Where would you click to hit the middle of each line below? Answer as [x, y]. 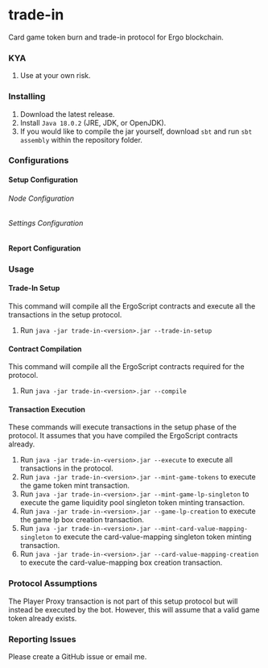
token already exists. [43, 618]
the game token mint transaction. [75, 486]
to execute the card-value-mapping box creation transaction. [121, 562]
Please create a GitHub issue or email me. [78, 656]
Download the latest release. [67, 114]
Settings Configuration [46, 223]
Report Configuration [45, 248]
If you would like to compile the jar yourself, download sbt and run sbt [136, 131]
